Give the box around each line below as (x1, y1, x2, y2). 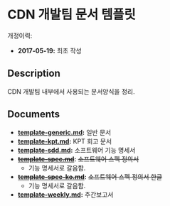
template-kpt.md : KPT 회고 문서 (17, 136, 112, 146)
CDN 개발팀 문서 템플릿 (7, 6, 137, 23)
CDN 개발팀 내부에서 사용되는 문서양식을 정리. (7, 87, 135, 96)
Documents (7, 108, 60, 121)
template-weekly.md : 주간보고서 (17, 190, 114, 199)
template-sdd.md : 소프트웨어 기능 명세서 (17, 146, 136, 154)
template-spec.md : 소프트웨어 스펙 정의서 (17, 154, 139, 163)
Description (7, 67, 60, 80)
